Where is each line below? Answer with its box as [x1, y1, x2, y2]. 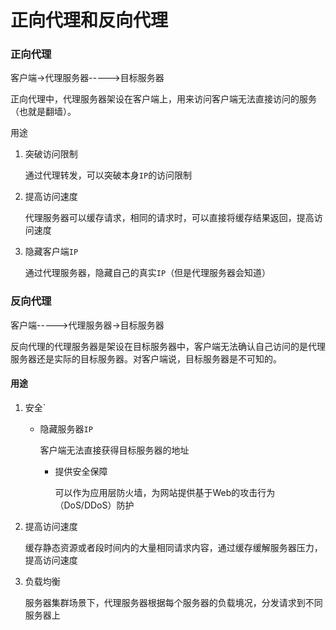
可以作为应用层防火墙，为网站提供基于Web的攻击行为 [54, 486, 276, 498]
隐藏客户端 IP [24, 246, 79, 258]
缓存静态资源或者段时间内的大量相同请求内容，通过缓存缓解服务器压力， [24, 541, 323, 553]
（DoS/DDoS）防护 [54, 499, 135, 511]
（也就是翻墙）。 [10, 106, 77, 118]
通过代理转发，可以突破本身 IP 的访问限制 [24, 169, 193, 181]
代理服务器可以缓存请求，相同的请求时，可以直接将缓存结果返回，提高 [24, 212, 315, 224]
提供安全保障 [54, 465, 108, 477]
